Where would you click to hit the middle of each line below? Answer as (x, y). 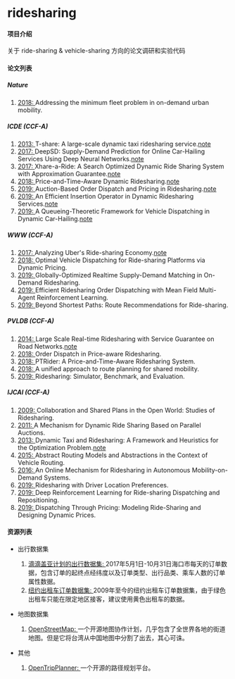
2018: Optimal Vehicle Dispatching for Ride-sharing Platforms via (111, 260)
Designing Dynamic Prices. (57, 515)
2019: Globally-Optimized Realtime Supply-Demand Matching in (110, 275)
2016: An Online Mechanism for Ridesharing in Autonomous (104, 470)
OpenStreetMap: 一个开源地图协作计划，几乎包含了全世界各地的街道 (127, 629)
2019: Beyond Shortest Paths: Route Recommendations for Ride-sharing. (123, 305)
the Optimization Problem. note (62, 447)
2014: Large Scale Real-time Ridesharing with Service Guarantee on (116, 339)
